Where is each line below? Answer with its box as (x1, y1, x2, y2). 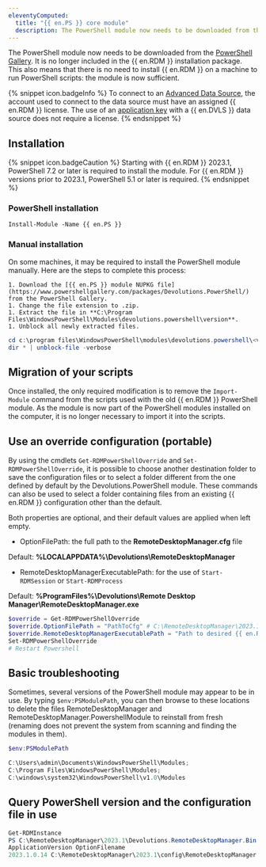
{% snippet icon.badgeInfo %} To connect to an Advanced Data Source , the (8, 89, 256, 98)
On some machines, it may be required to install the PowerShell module (8, 257, 241, 266)
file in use (8, 808, 58, 822)
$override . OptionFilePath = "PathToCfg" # (8, 622, 150, 630)
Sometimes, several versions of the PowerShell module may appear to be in (8, 687, 255, 697)
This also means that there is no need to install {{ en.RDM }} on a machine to (8, 65, 258, 74)
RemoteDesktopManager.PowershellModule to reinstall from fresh (8, 713, 223, 722)
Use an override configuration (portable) (8, 435, 212, 448)
